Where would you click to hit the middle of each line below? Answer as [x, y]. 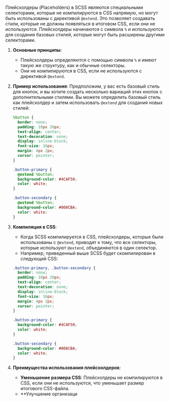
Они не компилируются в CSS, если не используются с [81, 71]
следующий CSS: [39, 258]
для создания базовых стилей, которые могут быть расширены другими [85, 35]
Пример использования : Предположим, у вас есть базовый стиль [86, 86]
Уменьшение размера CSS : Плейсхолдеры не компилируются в [91, 378]
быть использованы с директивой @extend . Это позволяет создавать [80, 18]
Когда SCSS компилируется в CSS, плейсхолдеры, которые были [92, 237]
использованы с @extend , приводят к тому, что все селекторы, [89, 242]
